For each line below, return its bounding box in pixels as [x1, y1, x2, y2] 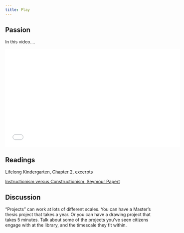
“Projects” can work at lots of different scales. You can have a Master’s [5, 206, 151, 212]
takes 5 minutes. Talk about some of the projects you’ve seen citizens [5, 217, 149, 223]
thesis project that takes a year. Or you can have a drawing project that [5, 212, 151, 218]
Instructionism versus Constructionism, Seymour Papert [5, 179, 120, 185]
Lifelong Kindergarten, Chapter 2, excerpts [5, 169, 93, 175]
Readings [5, 155, 35, 164]
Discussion [5, 193, 41, 202]
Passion [5, 26, 31, 34]
